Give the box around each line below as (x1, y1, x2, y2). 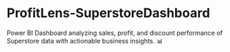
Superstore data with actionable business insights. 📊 (6, 36, 164, 45)
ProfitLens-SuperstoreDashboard (6, 5, 211, 21)
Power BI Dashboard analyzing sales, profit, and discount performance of (6, 28, 223, 37)
